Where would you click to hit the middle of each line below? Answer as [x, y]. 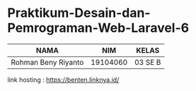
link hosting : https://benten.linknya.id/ [63, 80]
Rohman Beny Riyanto [47, 62]
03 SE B [148, 62]
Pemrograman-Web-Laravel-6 [98, 28]
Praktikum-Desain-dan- [79, 13]
